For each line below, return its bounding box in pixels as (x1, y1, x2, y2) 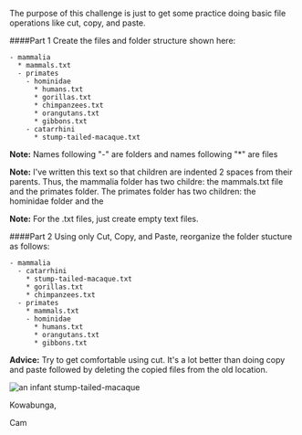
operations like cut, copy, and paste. (9, 17, 146, 28)
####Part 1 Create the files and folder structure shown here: (9, 36, 236, 46)
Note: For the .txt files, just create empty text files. (9, 214, 199, 224)
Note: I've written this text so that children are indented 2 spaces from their (9, 166, 294, 177)
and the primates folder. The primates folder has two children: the (9, 186, 256, 196)
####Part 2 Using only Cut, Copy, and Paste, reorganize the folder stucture (9, 231, 293, 241)
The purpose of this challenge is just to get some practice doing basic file (9, 8, 286, 18)
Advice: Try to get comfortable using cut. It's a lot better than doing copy (9, 355, 286, 365)
